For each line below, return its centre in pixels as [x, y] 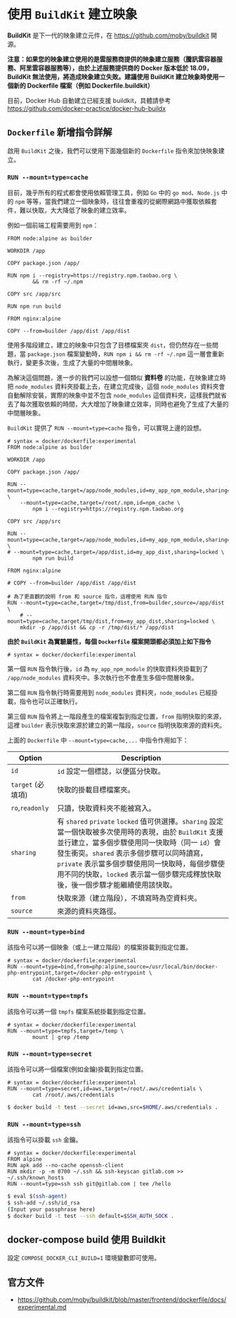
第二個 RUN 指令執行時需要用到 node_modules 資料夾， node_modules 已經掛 [112, 693]
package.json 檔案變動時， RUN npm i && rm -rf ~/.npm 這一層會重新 [126, 354]
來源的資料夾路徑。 [89, 911]
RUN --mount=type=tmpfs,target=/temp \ [66, 1031]
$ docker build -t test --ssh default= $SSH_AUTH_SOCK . [91, 1216]
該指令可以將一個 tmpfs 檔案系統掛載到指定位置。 [78, 1011]
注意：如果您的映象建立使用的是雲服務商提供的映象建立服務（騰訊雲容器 [112, 59]
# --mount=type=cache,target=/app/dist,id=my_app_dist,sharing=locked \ [116, 553]
